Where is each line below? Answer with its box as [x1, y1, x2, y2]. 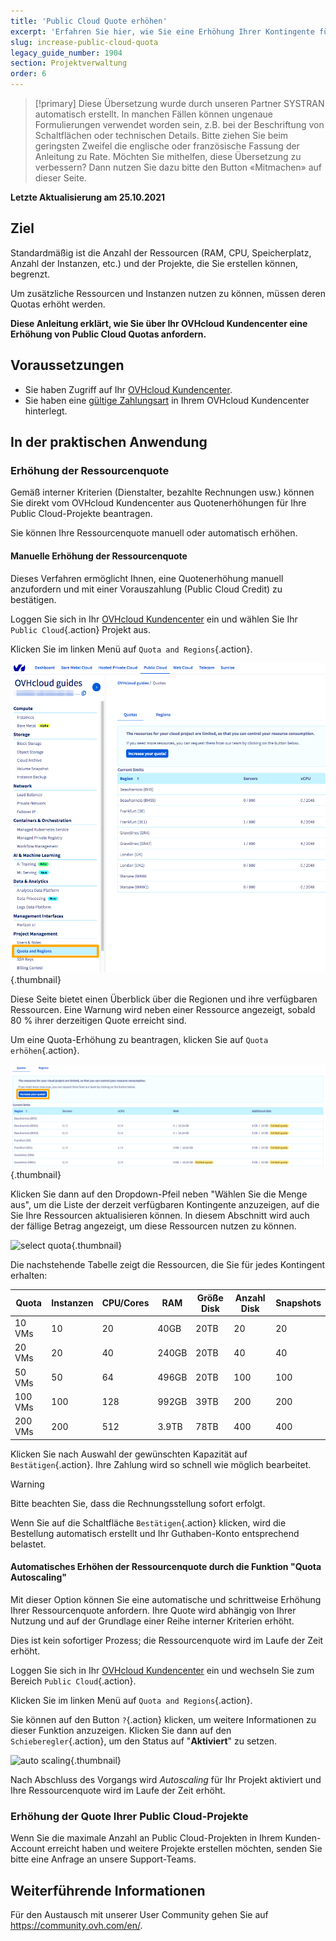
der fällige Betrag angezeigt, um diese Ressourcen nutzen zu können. [10, 1220, 297, 1232]
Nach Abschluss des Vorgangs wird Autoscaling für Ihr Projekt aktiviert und [10, 1773, 322, 1785]
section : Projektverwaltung [10, 58, 128, 69]
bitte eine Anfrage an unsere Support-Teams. [10, 1853, 197, 1865]
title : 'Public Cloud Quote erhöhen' [10, 16, 168, 26]
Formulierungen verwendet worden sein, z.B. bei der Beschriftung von [34, 119, 325, 130]
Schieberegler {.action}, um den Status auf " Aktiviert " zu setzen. [10, 1735, 278, 1747]
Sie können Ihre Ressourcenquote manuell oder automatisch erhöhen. [10, 527, 298, 539]
